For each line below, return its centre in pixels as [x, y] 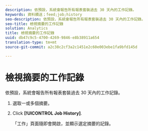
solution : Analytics [27, 28]
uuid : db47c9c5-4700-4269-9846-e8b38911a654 [52, 38]
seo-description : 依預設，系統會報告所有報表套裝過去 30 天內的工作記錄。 [75, 19]
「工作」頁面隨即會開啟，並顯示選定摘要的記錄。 [63, 123]
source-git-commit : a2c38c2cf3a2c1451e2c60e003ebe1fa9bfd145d [71, 47]
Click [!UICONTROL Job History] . [47, 113]
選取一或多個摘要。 [32, 103]
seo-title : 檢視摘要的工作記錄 [34, 24]
